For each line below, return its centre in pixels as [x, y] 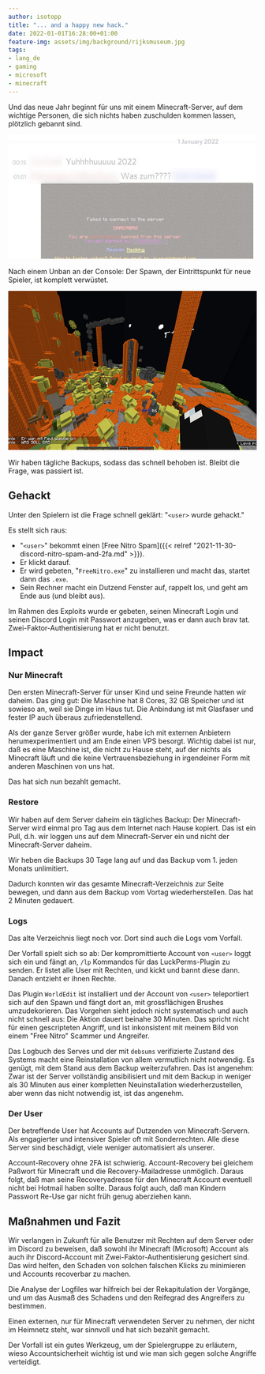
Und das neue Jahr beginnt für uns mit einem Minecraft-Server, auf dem [125, 107]
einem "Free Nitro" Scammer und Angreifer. [79, 1036]
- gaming [22, 67]
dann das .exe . [44, 579]
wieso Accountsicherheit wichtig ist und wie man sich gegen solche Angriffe [132, 1353]
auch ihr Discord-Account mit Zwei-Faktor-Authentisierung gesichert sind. [129, 1257]
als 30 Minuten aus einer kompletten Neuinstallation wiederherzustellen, [125, 1085]
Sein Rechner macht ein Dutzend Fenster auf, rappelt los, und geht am [134, 587]
